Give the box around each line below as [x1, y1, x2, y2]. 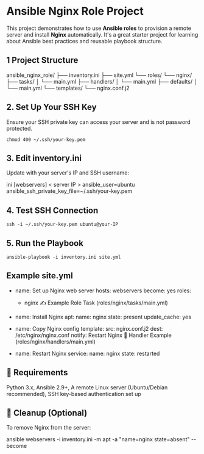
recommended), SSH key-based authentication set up [6, 390, 141, 397]
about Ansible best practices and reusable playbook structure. [6, 37, 163, 45]
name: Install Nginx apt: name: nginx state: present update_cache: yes [15, 313, 192, 320]
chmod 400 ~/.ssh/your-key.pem [6, 136, 86, 143]
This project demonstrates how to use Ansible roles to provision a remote [6, 24, 192, 32]
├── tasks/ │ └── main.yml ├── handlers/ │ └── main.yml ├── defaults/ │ [6, 77, 198, 85]
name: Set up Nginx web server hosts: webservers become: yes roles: [15, 287, 192, 294]
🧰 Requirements [6, 367, 68, 378]
